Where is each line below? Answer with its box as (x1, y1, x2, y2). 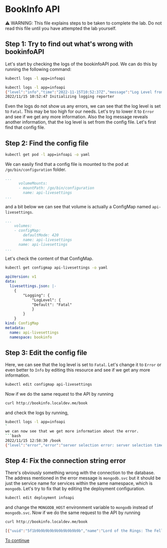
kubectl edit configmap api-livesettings (5, 382, 92, 387)
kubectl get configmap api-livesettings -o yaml (5, 265, 108, 270)
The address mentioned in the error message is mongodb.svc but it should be (5, 475, 161, 481)
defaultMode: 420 (23, 232, 59, 238)
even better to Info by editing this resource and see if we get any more (5, 367, 151, 373)
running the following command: (5, 66, 72, 72)
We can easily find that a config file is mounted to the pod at (5, 161, 129, 167)
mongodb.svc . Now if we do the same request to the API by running (5, 510, 141, 516)
